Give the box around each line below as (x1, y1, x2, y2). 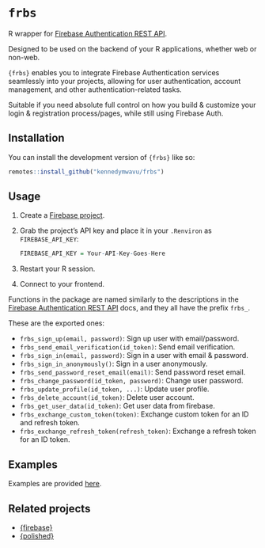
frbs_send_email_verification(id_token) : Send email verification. (19, 342, 236, 352)
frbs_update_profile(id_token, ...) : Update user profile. (19, 384, 210, 394)
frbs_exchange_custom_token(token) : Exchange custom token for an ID (19, 409, 249, 419)
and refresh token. (19, 418, 81, 428)
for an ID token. (19, 435, 70, 444)
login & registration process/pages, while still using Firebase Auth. (8, 108, 224, 118)
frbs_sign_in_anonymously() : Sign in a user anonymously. (19, 359, 208, 369)
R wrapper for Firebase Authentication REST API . (8, 29, 168, 38)
